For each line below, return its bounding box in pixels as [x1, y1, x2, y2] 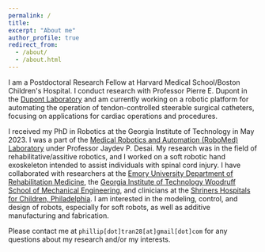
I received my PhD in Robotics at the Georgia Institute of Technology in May [8, 126, 255, 136]
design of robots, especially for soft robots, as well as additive [8, 202, 211, 212]
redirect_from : [8, 41, 59, 49]
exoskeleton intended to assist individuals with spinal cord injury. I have [8, 160, 241, 170]
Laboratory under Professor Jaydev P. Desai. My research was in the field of [8, 143, 257, 153]
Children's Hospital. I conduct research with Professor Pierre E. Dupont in [8, 86, 248, 95]
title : [8, 19, 30, 27]
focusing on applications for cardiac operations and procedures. [8, 111, 218, 120]
